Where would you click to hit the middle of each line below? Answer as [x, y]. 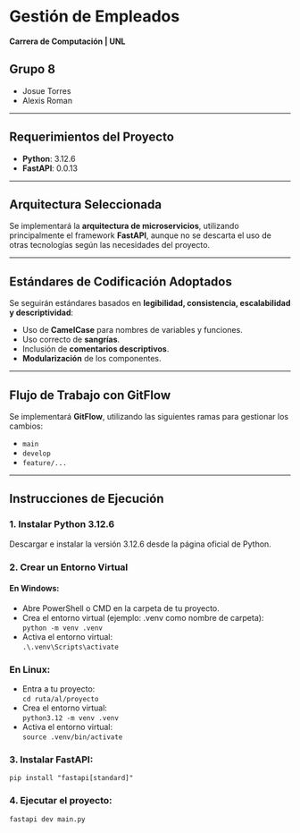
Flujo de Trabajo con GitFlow [90, 395]
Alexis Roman [47, 100]
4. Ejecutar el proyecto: [61, 801]
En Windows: [34, 589]
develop [36, 454]
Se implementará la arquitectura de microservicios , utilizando [124, 226]
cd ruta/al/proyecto [60, 700]
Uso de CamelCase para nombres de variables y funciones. [132, 330]
